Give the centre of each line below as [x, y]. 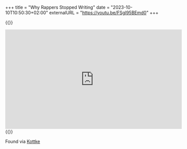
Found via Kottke [23, 141]
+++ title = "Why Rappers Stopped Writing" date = [57, 7]
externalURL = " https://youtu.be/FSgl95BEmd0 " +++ [104, 13]
